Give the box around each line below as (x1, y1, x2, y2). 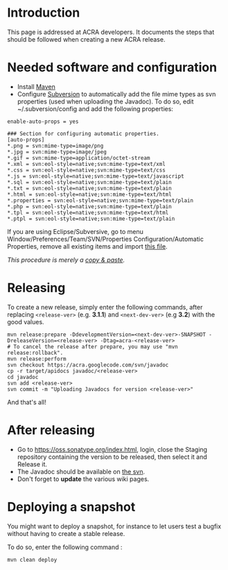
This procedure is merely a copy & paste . (7, 255, 125, 264)
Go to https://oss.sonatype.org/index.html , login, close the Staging (17, 445, 208, 453)
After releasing (7, 422, 95, 438)
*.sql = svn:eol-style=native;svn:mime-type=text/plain (7, 178, 172, 185)
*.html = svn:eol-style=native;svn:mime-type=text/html (7, 191, 172, 198)
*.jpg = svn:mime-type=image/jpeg (7, 148, 107, 156)
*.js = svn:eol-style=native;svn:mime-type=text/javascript (7, 172, 185, 180)
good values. (7, 317, 44, 326)
